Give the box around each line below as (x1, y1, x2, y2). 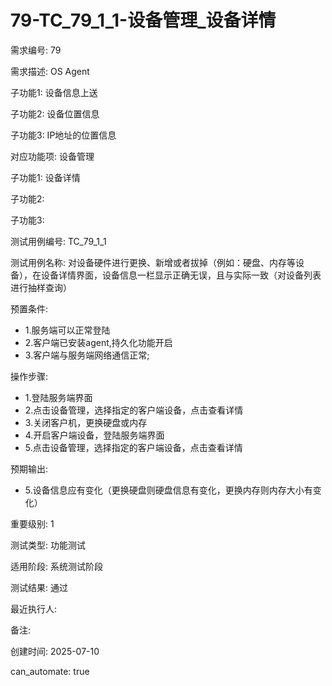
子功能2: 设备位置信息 (10, 107, 100, 120)
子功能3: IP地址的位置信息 (10, 129, 117, 141)
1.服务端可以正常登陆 (24, 324, 111, 336)
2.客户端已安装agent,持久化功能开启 (24, 336, 173, 348)
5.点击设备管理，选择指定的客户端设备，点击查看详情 (24, 441, 243, 453)
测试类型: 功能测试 (10, 539, 86, 551)
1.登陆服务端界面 (24, 391, 93, 403)
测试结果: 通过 (10, 581, 68, 593)
